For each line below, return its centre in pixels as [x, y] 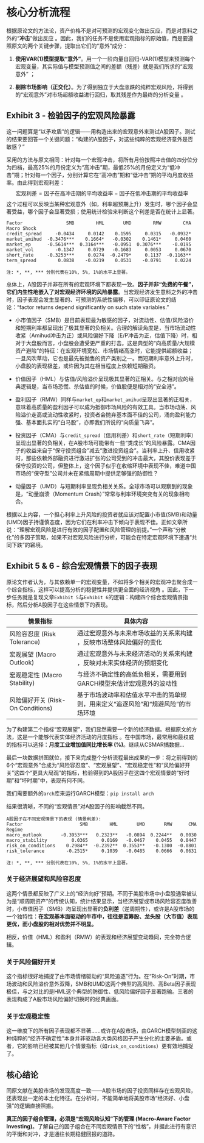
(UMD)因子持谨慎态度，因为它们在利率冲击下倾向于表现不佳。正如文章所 [97, 522]
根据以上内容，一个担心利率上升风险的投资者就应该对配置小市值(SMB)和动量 [102, 514]
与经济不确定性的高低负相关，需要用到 [132, 674]
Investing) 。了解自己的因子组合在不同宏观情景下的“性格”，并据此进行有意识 [101, 1127]
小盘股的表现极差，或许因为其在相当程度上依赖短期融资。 [87, 366]
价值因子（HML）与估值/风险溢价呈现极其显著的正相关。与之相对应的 [102, 379]
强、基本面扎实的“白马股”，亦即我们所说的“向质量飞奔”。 [86, 422]
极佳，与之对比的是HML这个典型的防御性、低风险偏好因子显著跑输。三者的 [100, 992]
